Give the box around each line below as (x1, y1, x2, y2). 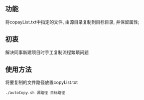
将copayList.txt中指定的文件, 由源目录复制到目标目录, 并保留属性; (5, 19, 139, 25)
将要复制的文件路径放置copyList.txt (5, 79, 78, 85)
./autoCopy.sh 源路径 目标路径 (5, 90, 65, 95)
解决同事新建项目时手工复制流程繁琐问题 (5, 49, 89, 55)
